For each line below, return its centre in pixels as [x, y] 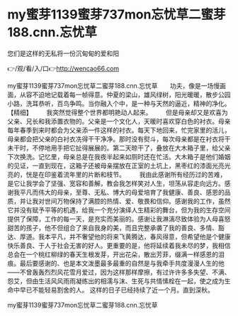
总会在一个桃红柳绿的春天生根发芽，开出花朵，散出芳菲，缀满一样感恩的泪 [116, 254]
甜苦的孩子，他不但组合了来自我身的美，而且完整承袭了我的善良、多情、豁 [116, 227]
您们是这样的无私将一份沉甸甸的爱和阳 [63, 53]
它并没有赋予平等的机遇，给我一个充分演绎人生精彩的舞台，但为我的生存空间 [119, 209]
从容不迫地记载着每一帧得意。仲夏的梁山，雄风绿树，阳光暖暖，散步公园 [125, 94]
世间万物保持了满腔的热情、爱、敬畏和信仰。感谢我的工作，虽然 [137, 201]
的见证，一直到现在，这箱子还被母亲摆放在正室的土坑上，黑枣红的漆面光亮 [116, 165]
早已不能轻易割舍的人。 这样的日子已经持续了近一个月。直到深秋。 [117, 290]
